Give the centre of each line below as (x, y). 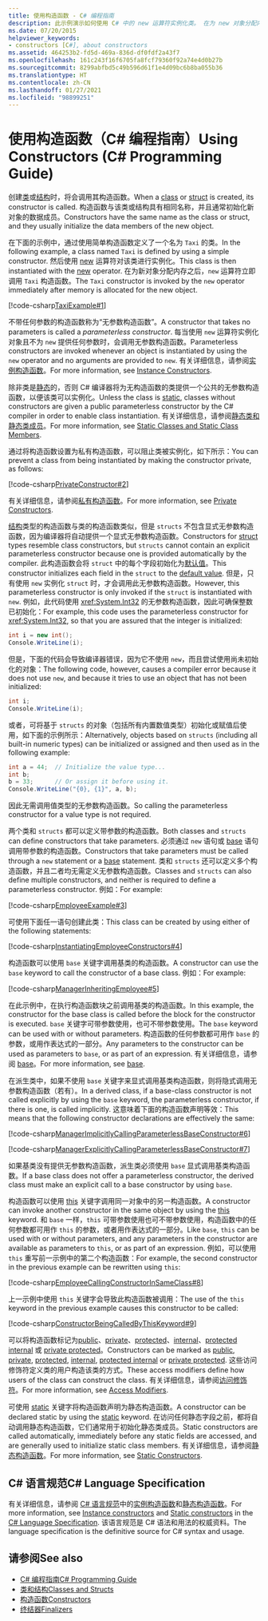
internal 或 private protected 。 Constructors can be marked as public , (122, 1350)
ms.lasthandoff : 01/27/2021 (55, 90)
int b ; (19, 775)
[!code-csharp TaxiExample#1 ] (57, 305)
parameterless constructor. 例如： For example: (85, 890)
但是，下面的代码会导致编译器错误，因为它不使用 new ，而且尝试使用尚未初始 (134, 659)
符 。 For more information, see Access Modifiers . (89, 1390)
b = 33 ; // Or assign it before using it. (89, 782)
